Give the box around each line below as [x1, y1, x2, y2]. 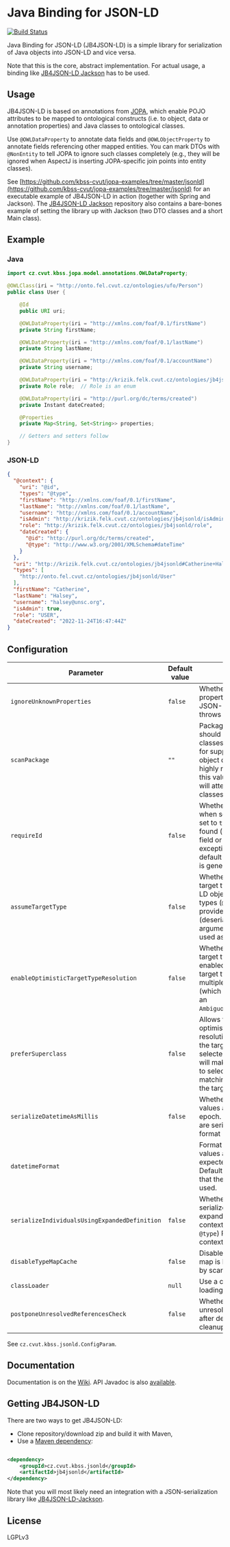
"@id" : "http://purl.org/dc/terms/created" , [25, 535, 155, 542]
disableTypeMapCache [10, 1258, 77, 1266]
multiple [199, 978, 225, 988]
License [7, 1515, 42, 1526]
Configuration [7, 643, 68, 655]
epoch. [199, 1112, 222, 1122]
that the [199, 1175, 224, 1184]
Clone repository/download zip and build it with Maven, [16, 1429, 173, 1438]
